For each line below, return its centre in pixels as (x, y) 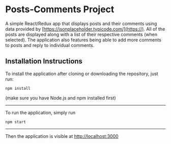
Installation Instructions (44, 62)
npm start (16, 122)
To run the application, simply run (40, 112)
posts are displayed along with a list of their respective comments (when (81, 34)
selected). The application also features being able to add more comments (83, 40)
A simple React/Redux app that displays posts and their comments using (81, 23)
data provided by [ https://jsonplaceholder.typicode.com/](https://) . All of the (85, 29)
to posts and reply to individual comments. (50, 45)
